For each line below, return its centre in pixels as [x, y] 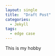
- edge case [23, 34]
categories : [18, 19]
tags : [11, 29]
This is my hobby [23, 48]
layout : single [21, 10]
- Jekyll [19, 24]
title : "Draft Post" [28, 15]
